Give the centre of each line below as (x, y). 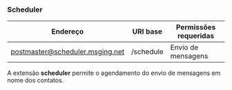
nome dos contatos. (36, 80)
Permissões (196, 27)
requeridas (196, 36)
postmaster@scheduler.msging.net (68, 52)
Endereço (68, 32)
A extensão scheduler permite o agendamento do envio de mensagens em (114, 73)
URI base (147, 32)
